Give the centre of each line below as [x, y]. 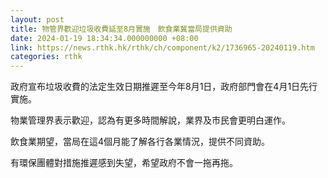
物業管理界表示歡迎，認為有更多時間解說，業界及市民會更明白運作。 [150, 120]
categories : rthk [46, 57]
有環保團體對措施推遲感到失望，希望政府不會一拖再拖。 [124, 163]
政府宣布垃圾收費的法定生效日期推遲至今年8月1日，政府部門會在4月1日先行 [164, 87]
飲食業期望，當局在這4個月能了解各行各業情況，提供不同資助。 [140, 142]
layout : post [37, 19]
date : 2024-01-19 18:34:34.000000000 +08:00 [104, 38]
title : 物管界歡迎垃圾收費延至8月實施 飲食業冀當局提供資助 [121, 29]
